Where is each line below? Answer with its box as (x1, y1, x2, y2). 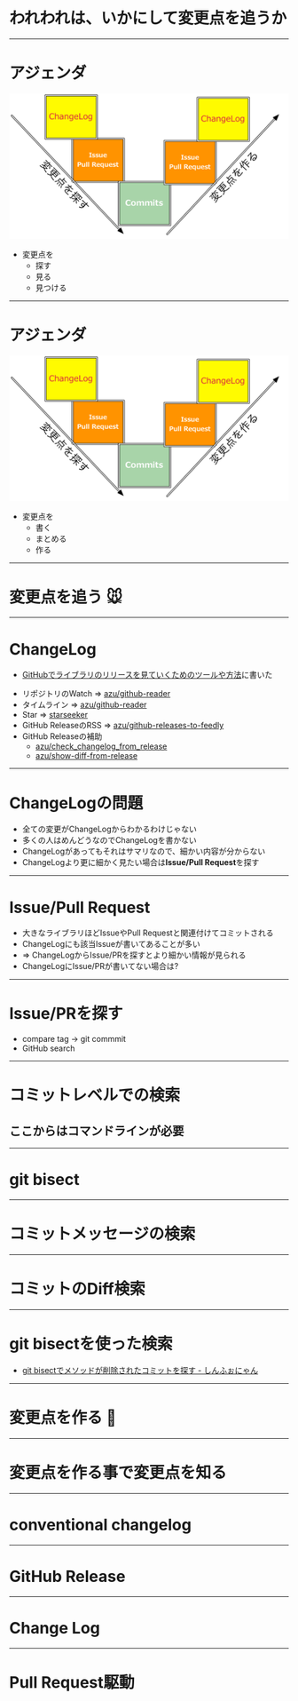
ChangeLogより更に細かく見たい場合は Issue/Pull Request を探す (21, 857, 260, 868)
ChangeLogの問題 (9, 792, 144, 813)
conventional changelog (9, 1515, 192, 1535)
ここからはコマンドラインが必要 (9, 1123, 184, 1138)
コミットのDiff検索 (9, 1279, 145, 1300)
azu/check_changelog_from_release (35, 741, 168, 751)
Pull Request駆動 (9, 1672, 135, 1692)
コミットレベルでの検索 (9, 1085, 181, 1106)
